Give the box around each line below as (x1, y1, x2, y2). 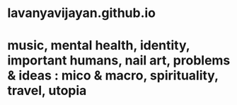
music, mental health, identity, (7, 38, 190, 54)
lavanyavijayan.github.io (7, 5, 156, 21)
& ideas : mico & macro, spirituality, (7, 67, 219, 84)
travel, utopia (7, 83, 87, 99)
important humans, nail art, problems (7, 52, 231, 69)
